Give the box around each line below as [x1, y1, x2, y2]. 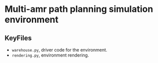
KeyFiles [4, 34, 32, 42]
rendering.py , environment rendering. [11, 52, 89, 58]
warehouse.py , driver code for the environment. [11, 47, 107, 53]
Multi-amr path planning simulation [4, 3, 154, 15]
